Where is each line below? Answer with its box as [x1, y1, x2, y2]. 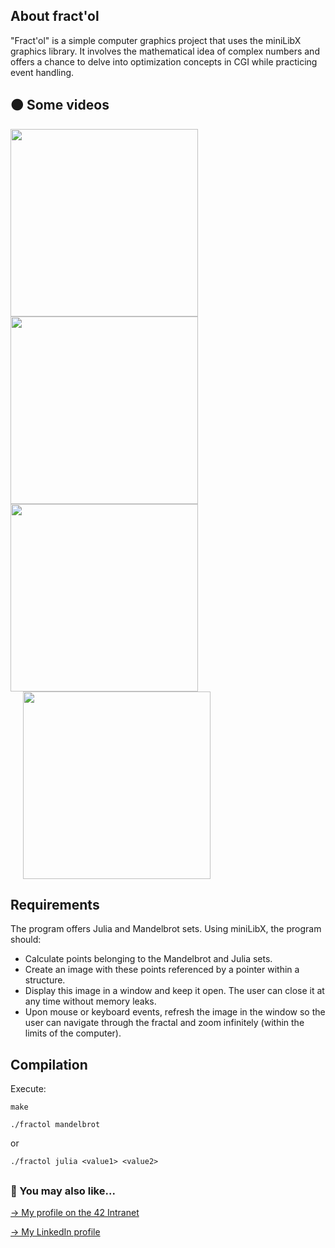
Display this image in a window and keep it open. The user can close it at [24, 985, 325, 997]
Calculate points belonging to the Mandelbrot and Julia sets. [24, 953, 273, 965]
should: [10, 934, 42, 946]
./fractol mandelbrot [10, 1120, 101, 1130]
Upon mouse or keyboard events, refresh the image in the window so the [24, 1006, 326, 1018]
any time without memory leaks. [24, 995, 157, 1008]
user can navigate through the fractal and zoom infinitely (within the [24, 1017, 305, 1029]
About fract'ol [10, 8, 100, 25]
